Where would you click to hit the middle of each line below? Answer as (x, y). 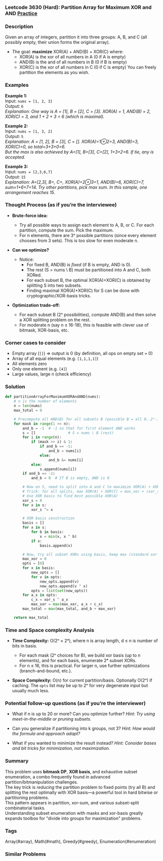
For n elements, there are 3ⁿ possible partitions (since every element (88, 235)
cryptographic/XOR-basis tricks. (59, 295)
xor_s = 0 (32, 500)
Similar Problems (25, 854)
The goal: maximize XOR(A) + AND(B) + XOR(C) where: (68, 52)
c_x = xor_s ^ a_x (49, 600)
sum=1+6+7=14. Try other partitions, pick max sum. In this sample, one (76, 187)
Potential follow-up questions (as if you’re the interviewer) (75, 703)
